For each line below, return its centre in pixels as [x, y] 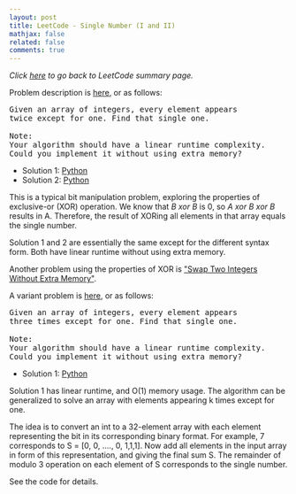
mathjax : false [37, 34]
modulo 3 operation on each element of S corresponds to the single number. [148, 465]
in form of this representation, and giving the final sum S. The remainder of [145, 455]
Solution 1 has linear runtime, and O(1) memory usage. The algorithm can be [147, 391]
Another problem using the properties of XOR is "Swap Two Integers [133, 269]
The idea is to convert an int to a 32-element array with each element [135, 427]
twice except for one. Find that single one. [110, 119]
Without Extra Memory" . [53, 279]
